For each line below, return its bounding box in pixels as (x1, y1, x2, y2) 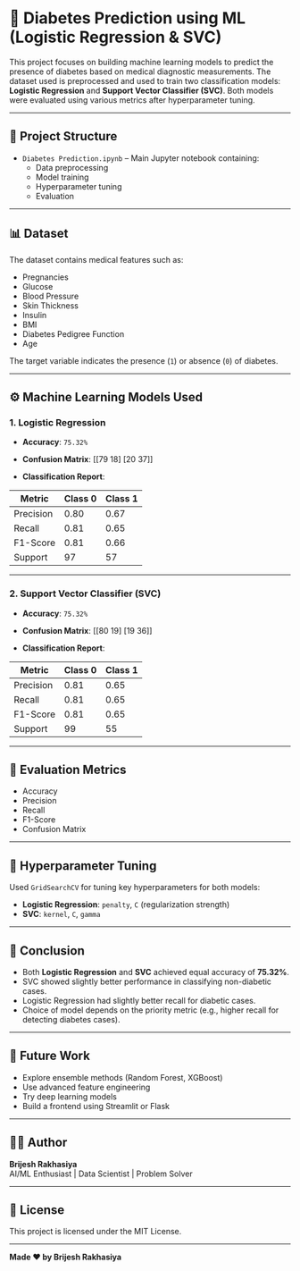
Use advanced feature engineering (21, 1082, 151, 1092)
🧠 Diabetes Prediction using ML (9, 8, 246, 29)
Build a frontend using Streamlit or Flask (21, 1100, 170, 1111)
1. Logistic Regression (9, 416, 106, 428)
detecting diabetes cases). (21, 1014, 121, 1024)
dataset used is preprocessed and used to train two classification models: (9, 75, 281, 86)
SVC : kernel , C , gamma (21, 909, 101, 920)
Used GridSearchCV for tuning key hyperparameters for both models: (9, 882, 261, 893)
